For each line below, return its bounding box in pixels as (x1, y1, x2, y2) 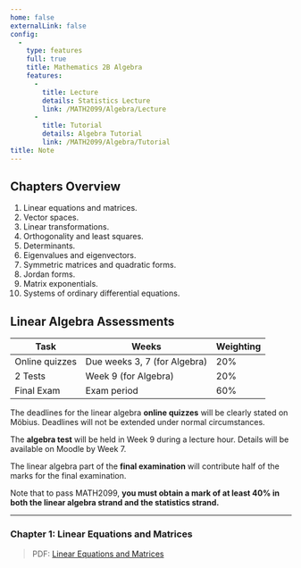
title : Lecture (42, 88, 99, 96)
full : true (26, 54, 67, 63)
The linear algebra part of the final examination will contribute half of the (10, 461, 280, 472)
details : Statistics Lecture (42, 96, 151, 105)
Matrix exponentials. (22, 279, 99, 289)
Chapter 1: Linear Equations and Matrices (10, 528, 193, 540)
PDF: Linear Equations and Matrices (31, 548, 164, 559)
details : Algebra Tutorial (42, 129, 143, 138)
